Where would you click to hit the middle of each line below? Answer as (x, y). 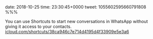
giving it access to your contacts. (38, 26)
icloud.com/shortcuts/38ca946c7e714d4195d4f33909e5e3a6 (67, 32)
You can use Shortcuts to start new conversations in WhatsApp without (76, 21)
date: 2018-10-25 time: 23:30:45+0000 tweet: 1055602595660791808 (76, 7)
